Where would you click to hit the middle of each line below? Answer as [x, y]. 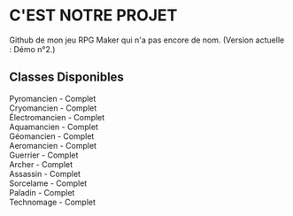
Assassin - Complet [45, 174]
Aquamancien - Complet [54, 127]
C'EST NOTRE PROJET [93, 15]
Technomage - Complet [52, 202]
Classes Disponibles [66, 77]
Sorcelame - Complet [48, 183]
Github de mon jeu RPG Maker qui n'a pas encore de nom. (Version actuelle [147, 40]
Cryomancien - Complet [53, 108]
